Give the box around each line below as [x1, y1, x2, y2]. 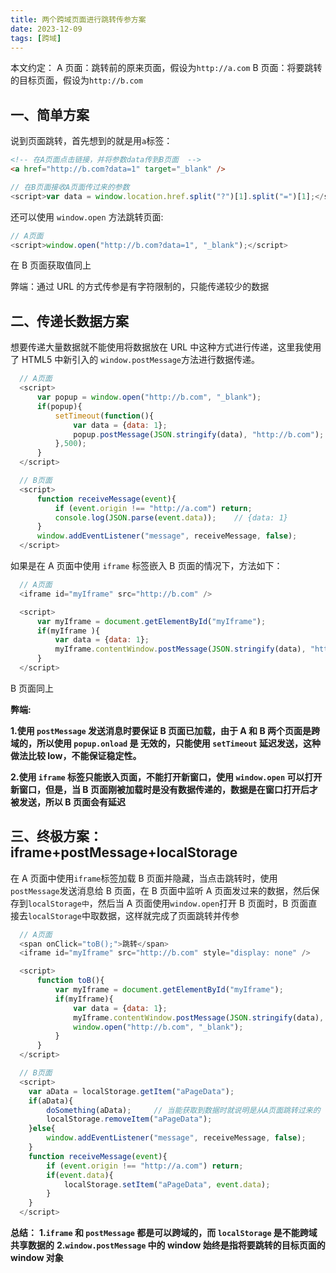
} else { [28, 1124, 56, 1134]
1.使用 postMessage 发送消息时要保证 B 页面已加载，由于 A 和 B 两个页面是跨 [10, 724, 320, 736]
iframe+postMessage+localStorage [10, 844, 238, 861]
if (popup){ [36, 401, 83, 411]
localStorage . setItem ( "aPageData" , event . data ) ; [63, 1179, 271, 1190]
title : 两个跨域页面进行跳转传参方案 [10, 14, 147, 25]
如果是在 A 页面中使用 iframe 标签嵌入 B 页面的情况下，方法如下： [10, 560, 283, 571]
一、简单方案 [10, 106, 90, 123]
